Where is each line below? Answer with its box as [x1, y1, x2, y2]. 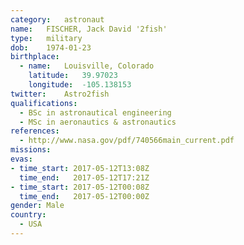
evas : [10, 154, 33, 164]
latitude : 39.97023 [28, 71, 118, 81]
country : [10, 210, 47, 220]
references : [10, 126, 60, 136]
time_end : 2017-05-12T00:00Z [19, 191, 150, 201]
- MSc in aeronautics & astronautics [19, 117, 177, 127]
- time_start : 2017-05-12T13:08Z [10, 163, 150, 173]
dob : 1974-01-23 [10, 42, 92, 53]
